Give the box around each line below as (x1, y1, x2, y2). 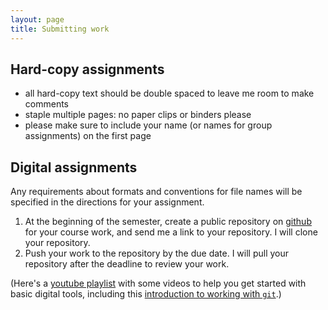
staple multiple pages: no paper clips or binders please (24, 109, 252, 121)
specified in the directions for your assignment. (10, 196, 205, 208)
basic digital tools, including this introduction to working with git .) (10, 288, 282, 300)
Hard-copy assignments (10, 61, 165, 78)
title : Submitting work (10, 24, 110, 34)
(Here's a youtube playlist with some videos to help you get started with (10, 277, 307, 290)
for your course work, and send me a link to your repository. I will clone (24, 226, 318, 238)
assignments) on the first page (24, 130, 152, 142)
